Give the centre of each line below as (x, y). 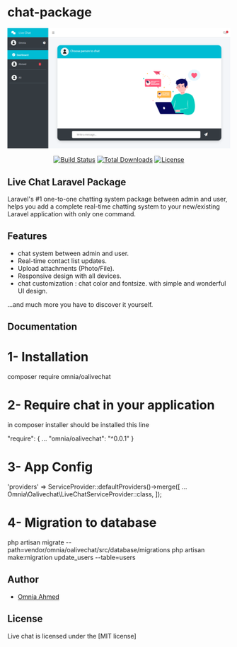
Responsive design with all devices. (69, 276)
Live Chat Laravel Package (67, 182)
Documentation (42, 327)
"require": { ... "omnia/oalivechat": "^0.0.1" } (71, 438)
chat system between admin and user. (73, 253)
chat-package (50, 12)
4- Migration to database (82, 523)
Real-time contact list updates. (62, 261)
